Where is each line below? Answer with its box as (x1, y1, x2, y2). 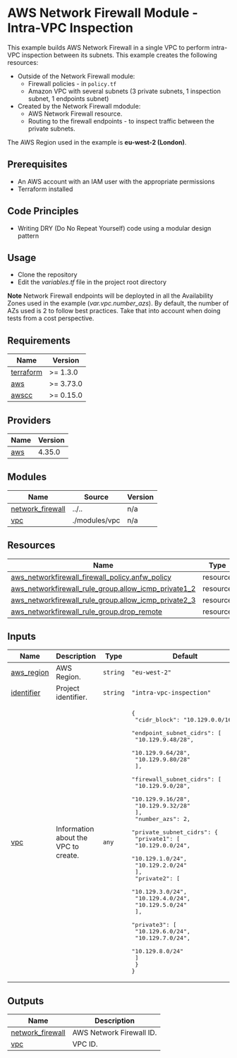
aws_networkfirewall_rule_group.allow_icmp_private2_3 (11, 595, 196, 604)
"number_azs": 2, (135, 815, 190, 823)
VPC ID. (72, 1039, 98, 1049)
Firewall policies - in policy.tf (28, 79, 117, 87)
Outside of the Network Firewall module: (17, 72, 135, 80)
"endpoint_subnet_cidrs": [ (131, 729, 222, 737)
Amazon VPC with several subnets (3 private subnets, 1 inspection (28, 87, 221, 95)
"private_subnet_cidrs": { (131, 829, 219, 837)
